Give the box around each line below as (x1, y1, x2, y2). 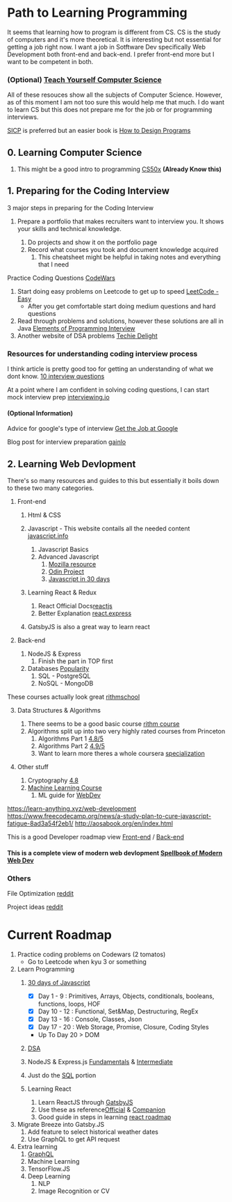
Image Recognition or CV (38, 1187, 110, 1195)
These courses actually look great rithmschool (7, 693, 140, 701)
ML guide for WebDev (38, 791, 101, 800)
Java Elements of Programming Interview (17, 324, 135, 332)
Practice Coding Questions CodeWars (7, 274, 116, 282)
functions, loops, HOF (38, 1000, 101, 1009)
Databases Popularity (27, 665, 90, 673)
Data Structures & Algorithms (17, 706, 101, 715)
